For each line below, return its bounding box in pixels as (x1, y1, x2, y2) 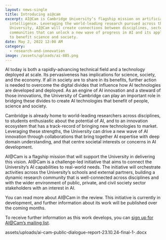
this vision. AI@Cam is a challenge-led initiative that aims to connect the (5, 159, 152, 165)
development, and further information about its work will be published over (5, 200, 158, 206)
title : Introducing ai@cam (5, 12, 61, 17)
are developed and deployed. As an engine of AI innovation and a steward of (5, 87, 161, 94)
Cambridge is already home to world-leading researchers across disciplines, (5, 113, 161, 119)
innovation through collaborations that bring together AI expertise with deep (5, 134, 160, 139)
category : (5, 44, 26, 49)
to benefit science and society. (9, 35, 79, 40)
